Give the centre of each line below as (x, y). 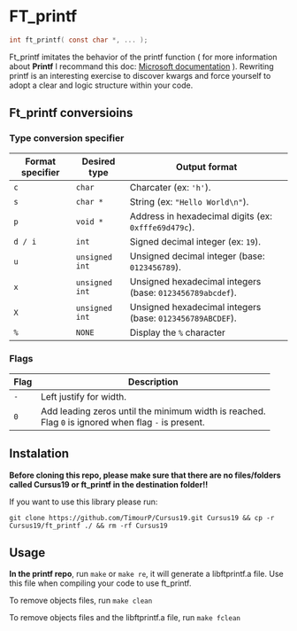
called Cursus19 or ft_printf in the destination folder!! (109, 484)
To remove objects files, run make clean (81, 601)
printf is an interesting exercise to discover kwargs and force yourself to (140, 75)
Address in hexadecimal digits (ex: (201, 216)
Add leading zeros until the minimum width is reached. (154, 411)
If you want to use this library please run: (84, 502)
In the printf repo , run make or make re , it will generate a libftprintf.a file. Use (147, 574)
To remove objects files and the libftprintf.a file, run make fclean (125, 618)
